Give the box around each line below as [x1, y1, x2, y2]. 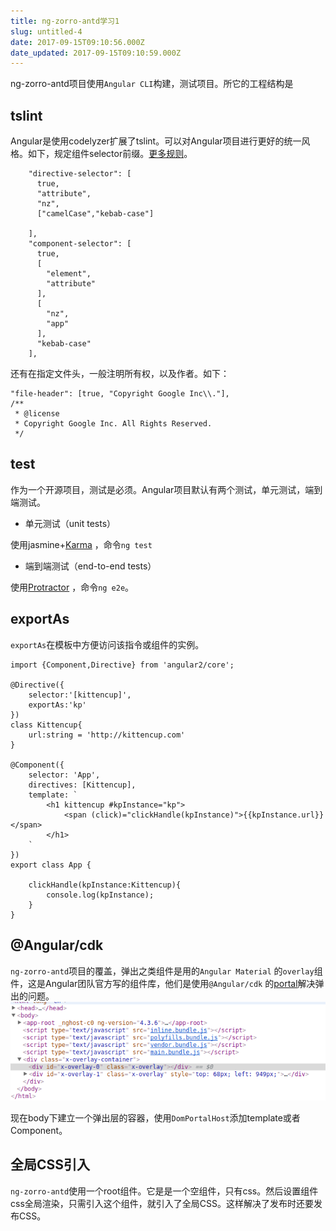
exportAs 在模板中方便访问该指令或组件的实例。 [10, 638, 205, 650]
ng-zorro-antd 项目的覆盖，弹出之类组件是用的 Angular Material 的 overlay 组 [10, 965, 323, 977]
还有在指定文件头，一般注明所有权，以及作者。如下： [10, 368, 230, 380]
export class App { [10, 860, 92, 870]
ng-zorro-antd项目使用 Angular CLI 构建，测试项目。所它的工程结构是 [10, 78, 294, 90]
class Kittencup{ [10, 720, 83, 730]
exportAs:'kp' [28, 700, 87, 710]
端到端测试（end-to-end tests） [24, 560, 157, 572]
